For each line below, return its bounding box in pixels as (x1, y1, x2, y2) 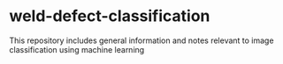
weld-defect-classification (9, 6, 210, 26)
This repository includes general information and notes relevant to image (9, 35, 274, 46)
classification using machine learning (9, 44, 145, 54)
